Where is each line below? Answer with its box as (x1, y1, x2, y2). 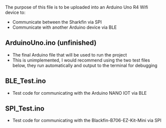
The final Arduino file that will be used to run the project (12, 52, 127, 58)
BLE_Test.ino (5, 77, 46, 85)
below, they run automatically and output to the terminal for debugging (12, 62, 158, 68)
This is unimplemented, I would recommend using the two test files (12, 57, 151, 63)
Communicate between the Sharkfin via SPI (12, 19, 102, 25)
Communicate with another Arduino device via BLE (12, 24, 117, 30)
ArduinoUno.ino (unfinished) (5, 39, 97, 47)
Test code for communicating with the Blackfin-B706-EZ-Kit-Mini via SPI (12, 118, 162, 124)
